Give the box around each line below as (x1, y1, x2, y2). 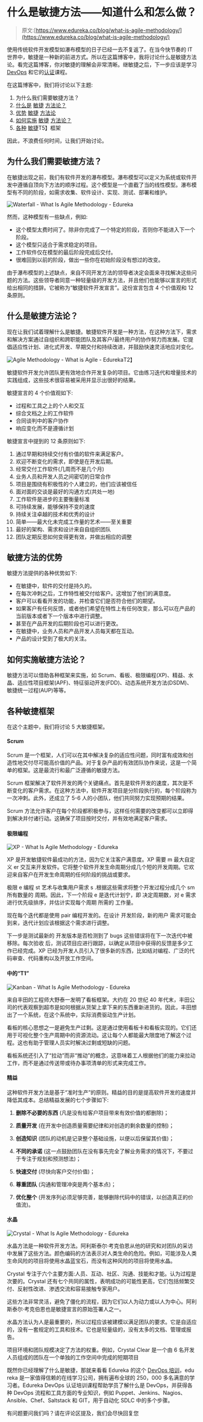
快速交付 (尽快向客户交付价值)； (15, 1168, 95, 1175)
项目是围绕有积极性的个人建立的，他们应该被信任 (15, 480, 137, 487)
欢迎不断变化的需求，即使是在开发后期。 (15, 458, 116, 465)
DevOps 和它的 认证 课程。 (7, 68, 71, 75)
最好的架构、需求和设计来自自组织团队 (15, 525, 111, 532)
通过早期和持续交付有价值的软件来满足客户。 (15, 450, 127, 457)
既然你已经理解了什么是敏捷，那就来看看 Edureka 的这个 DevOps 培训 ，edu (7, 1367, 195, 1374)
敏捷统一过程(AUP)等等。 (7, 687, 69, 694)
